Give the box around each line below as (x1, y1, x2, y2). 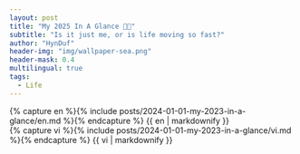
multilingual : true (9, 64, 83, 73)
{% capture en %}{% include (9, 105, 118, 116)
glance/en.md (9, 115, 62, 126)
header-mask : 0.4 (9, 55, 75, 64)
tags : (9, 72, 30, 82)
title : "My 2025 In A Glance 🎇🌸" (9, 22, 136, 31)
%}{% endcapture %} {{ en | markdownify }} (63, 115, 229, 126)
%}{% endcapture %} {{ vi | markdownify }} (9, 134, 173, 145)
